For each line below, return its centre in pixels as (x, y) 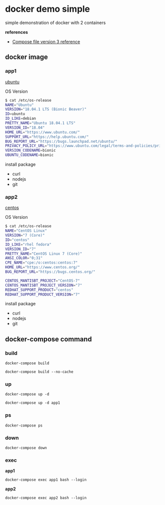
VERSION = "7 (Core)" (25, 236)
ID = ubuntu (15, 114)
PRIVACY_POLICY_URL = (26, 146)
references (17, 32)
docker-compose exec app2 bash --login (46, 498)
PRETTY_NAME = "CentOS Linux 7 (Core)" (44, 254)
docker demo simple (48, 9)
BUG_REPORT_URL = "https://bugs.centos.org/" (50, 272)
